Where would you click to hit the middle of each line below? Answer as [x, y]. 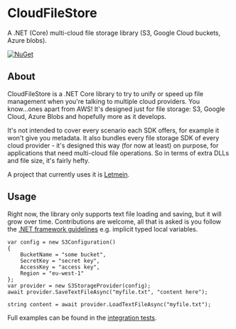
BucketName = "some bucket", [63, 254]
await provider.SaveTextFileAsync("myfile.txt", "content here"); [108, 292]
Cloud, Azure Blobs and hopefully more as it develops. [87, 116]
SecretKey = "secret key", [60, 261]
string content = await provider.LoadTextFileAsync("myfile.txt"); [109, 304]
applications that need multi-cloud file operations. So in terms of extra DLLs [118, 153]
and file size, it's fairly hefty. [49, 160]
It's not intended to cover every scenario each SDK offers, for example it [113, 130]
